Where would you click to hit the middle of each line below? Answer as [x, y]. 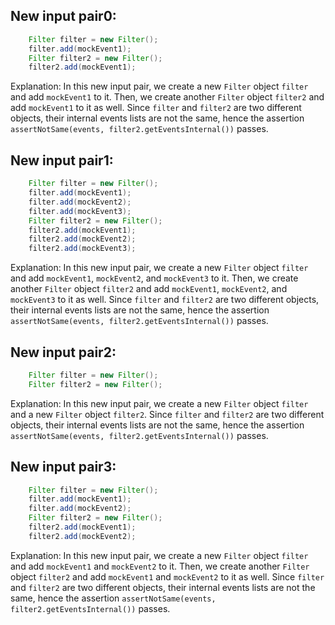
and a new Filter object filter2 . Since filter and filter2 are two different [167, 414]
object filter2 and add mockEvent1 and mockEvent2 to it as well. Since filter [167, 576]
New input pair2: [63, 352]
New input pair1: [62, 160]
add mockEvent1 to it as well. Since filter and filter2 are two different [156, 108]
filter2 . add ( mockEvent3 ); [82, 249]
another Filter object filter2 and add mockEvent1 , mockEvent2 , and [149, 289]
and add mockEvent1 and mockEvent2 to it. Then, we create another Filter [160, 566]
